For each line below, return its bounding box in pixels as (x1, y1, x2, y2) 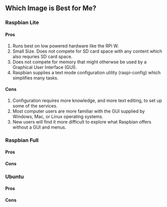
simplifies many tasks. (12, 75, 59, 81)
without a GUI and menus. (12, 124, 67, 130)
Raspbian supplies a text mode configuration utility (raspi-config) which (12, 69, 161, 75)
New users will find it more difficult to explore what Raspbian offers (12, 119, 151, 125)
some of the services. (12, 102, 58, 109)
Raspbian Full (5, 137, 39, 144)
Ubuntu (5, 173, 24, 180)
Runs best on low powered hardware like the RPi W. (12, 43, 119, 49)
